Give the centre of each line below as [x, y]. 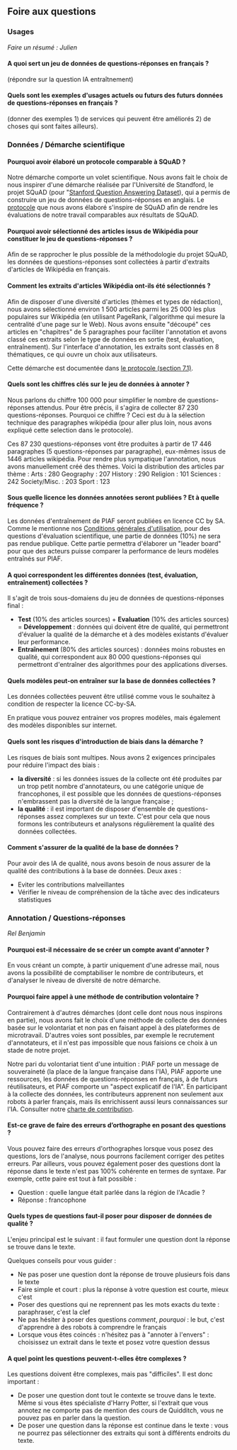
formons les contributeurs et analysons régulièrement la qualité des [116, 824]
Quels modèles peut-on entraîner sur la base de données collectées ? [111, 680]
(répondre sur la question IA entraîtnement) [70, 79]
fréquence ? [25, 505]
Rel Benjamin [27, 933]
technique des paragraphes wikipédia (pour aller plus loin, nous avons [110, 422]
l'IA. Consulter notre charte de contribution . [71, 1109]
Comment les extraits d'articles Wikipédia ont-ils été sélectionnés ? [109, 286]
